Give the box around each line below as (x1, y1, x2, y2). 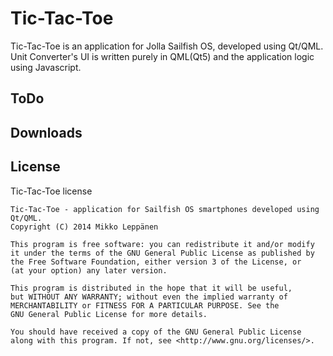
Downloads (10, 124, 83, 141)
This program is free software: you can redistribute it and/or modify (10, 239, 315, 249)
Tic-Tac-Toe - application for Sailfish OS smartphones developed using (10, 204, 320, 214)
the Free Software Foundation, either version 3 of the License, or (10, 257, 302, 267)
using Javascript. (10, 61, 82, 73)
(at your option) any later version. (10, 265, 168, 276)
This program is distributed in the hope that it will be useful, (10, 283, 293, 293)
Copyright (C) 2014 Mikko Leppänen (10, 222, 159, 232)
